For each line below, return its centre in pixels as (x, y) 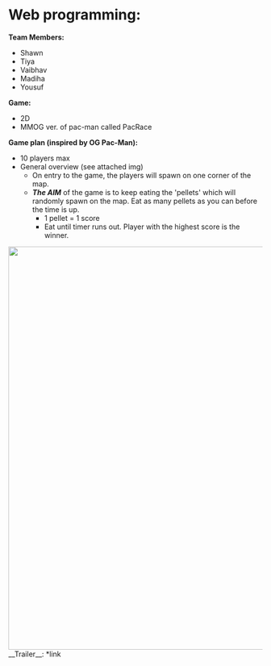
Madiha (33, 78)
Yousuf (32, 87)
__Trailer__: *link (35, 654)
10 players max (45, 158)
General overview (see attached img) (81, 166)
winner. (56, 235)
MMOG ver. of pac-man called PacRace (86, 127)
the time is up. (56, 209)
